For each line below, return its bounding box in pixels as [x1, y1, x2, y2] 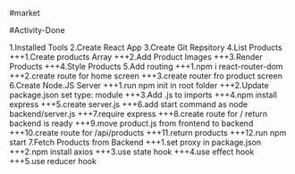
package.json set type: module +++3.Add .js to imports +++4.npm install [9, 89, 277, 100]
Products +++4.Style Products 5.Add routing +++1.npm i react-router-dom [9, 62, 283, 71]
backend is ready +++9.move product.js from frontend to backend [9, 118, 254, 128]
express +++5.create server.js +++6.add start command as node [9, 99, 249, 110]
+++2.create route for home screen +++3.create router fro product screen [9, 70, 283, 81]
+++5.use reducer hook [9, 156, 97, 166]
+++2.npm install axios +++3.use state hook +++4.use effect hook [9, 146, 255, 157]
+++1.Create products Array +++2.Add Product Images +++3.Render [9, 52, 263, 62]
